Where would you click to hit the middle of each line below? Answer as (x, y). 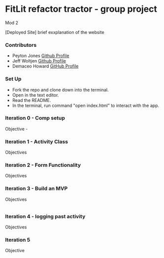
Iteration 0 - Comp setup (35, 118)
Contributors (21, 45)
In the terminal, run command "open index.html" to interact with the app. (86, 105)
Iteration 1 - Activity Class (36, 141)
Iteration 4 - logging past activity (45, 216)
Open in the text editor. (35, 95)
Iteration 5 (18, 240)
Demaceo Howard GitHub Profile (45, 66)
